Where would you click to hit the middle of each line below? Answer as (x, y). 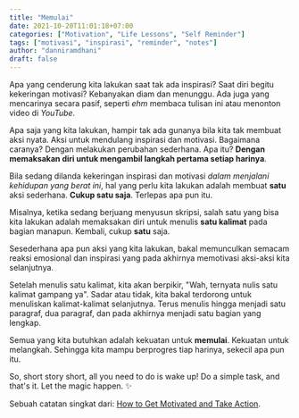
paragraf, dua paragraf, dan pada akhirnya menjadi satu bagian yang (135, 313)
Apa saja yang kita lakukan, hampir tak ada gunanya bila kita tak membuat (145, 130)
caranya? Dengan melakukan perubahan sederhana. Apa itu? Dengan (137, 149)
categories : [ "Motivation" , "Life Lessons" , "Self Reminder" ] (127, 34)
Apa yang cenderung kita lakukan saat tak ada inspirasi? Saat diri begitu (142, 84)
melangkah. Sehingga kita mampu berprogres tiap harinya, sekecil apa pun (147, 350)
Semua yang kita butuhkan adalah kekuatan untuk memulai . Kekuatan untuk (149, 340)
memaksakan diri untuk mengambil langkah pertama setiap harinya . (138, 159)
